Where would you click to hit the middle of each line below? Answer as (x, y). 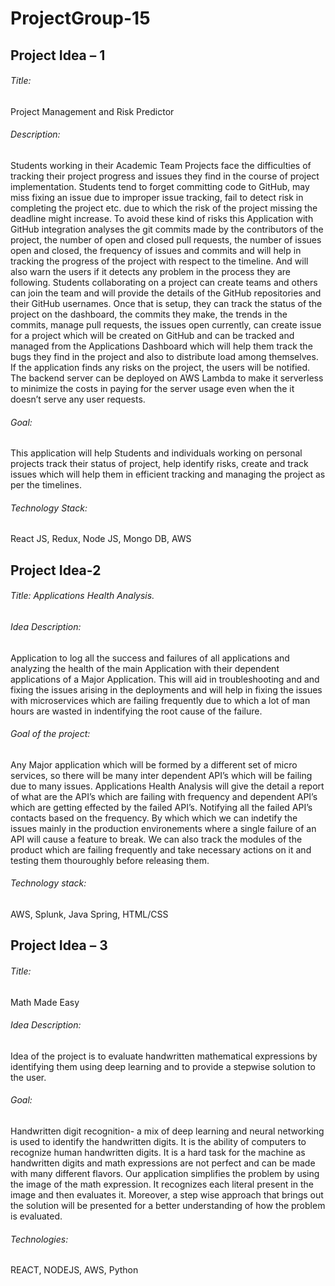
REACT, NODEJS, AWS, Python (74, 1270)
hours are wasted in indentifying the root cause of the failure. (136, 711)
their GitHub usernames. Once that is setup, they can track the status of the (166, 303)
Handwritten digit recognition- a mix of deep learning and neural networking (167, 1131)
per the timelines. (46, 485)
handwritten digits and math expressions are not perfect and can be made (163, 1163)
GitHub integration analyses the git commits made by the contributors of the (167, 229)
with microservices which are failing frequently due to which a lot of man (160, 700)
